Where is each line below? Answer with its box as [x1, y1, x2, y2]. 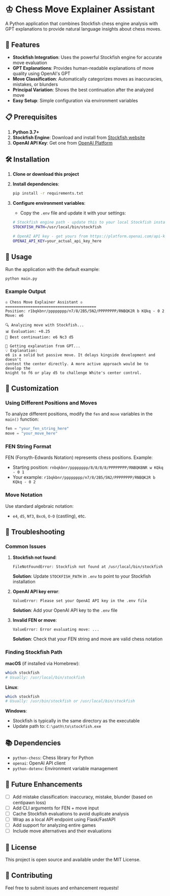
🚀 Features [5, 41, 40, 49]
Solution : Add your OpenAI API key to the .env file [12, 607, 118, 613]
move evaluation [12, 60, 47, 66]
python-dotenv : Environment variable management [12, 766, 118, 772]
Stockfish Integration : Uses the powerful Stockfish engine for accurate [12, 54, 162, 60]
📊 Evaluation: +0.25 [5, 329, 50, 334]
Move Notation [5, 492, 43, 499]
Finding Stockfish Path [5, 648, 62, 656]
